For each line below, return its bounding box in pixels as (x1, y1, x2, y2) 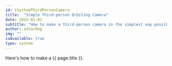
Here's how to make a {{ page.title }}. (5, 55, 84, 61)
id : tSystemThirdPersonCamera (5, 7, 70, 13)
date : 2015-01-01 (5, 17, 42, 22)
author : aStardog (5, 27, 42, 32)
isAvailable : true (5, 36, 45, 41)
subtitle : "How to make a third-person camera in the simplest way (5, 21, 153, 27)
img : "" (5, 31, 22, 36)
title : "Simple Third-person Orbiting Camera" (5, 12, 109, 17)
